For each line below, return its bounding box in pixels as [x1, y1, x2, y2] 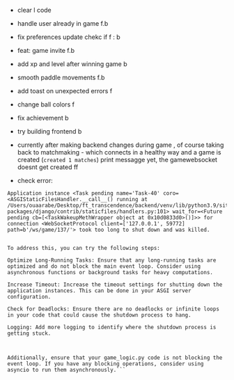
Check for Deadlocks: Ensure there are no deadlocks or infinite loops [7, 306, 219, 312]
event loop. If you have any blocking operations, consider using [7, 361, 204, 367]
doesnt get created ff [17, 163, 79, 171]
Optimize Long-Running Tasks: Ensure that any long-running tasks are [7, 257, 217, 264]
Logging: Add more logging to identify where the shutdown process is [7, 324, 217, 331]
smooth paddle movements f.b [17, 73, 105, 81]
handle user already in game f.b [17, 19, 109, 27]
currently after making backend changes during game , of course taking [17, 141, 224, 149]
